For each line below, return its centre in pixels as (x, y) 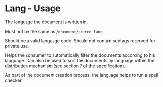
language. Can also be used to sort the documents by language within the (80, 60)
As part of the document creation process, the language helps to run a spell (82, 75)
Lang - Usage (33, 9)
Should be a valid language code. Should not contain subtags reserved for (80, 41)
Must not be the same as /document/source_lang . (54, 31)
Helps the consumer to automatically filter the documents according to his (80, 55)
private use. (17, 46)
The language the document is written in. (47, 22)
